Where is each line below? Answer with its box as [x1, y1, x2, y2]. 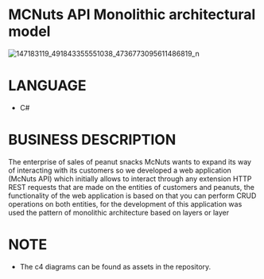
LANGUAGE [8, 77, 87, 95]
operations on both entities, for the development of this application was [8, 199, 243, 208]
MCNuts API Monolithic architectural [8, 6, 256, 24]
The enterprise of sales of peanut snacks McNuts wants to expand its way [8, 157, 252, 166]
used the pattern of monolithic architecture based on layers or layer [8, 207, 230, 217]
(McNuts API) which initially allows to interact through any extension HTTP [8, 173, 252, 184]
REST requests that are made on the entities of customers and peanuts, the [8, 182, 254, 192]
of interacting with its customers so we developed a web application [8, 165, 232, 175]
